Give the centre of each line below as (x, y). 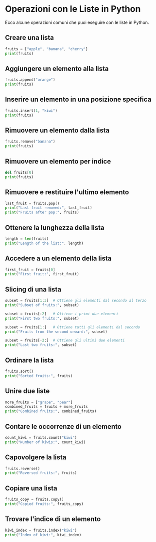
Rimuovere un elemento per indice (58, 161)
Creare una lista (30, 38)
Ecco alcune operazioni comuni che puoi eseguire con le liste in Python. (77, 22)
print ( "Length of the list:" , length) (44, 243)
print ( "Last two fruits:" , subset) (41, 345)
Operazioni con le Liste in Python (73, 9)
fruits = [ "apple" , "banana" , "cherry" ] (47, 49)
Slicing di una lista (33, 289)
